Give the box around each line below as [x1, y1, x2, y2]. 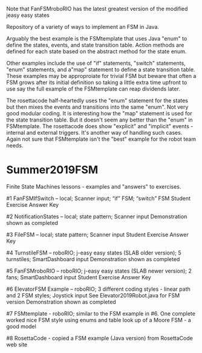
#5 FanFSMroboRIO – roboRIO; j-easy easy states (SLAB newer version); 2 [6, 267, 192, 274]
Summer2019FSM [6, 163, 99, 177]
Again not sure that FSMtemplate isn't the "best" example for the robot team [6, 135, 197, 143]
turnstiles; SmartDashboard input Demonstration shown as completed [6, 255, 180, 262]
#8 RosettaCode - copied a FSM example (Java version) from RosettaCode [6, 334, 194, 342]
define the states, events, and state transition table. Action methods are [6, 42, 184, 48]
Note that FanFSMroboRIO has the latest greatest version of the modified [6, 5, 188, 12]
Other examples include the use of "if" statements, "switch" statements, [6, 60, 186, 66]
